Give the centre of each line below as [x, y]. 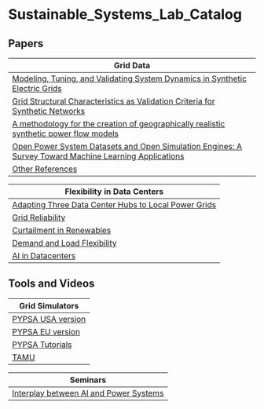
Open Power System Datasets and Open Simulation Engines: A [127, 146]
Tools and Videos [51, 284]
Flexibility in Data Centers [114, 192]
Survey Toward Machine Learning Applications [98, 156]
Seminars [88, 380]
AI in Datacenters [44, 256]
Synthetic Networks [49, 111]
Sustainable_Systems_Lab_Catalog [125, 15]
